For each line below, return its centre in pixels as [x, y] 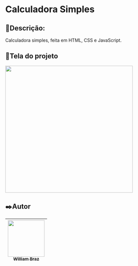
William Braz [26, 259]
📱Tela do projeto [32, 56]
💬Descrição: [25, 28]
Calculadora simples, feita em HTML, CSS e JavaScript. [64, 40]
